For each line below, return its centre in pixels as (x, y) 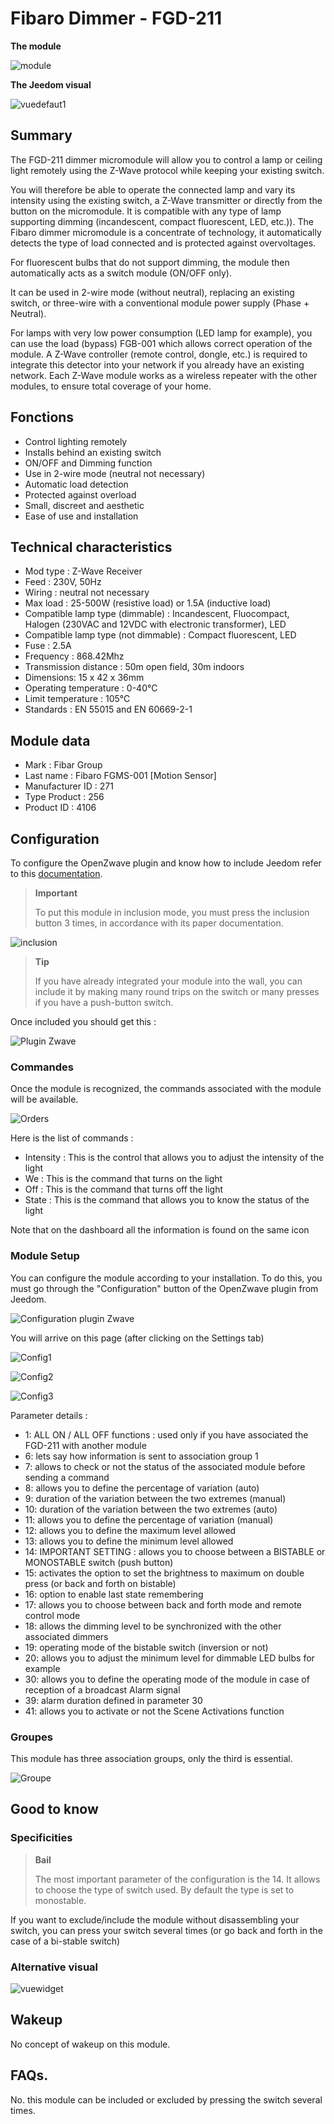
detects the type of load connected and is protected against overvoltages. (163, 243)
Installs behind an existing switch (93, 452)
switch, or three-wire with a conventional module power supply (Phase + (160, 303)
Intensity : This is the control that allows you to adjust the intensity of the (174, 1158)
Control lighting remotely (76, 441)
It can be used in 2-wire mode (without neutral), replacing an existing (152, 292)
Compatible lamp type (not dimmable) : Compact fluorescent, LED (160, 635)
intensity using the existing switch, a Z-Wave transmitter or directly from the (166, 200)
